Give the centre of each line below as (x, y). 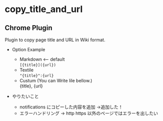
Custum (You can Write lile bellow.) (56, 81)
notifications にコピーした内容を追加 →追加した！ (71, 107)
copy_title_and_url (44, 9)
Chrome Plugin (29, 28)
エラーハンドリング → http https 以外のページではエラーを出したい (89, 113)
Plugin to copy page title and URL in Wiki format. (55, 40)
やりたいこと (25, 96)
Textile (26, 70)
